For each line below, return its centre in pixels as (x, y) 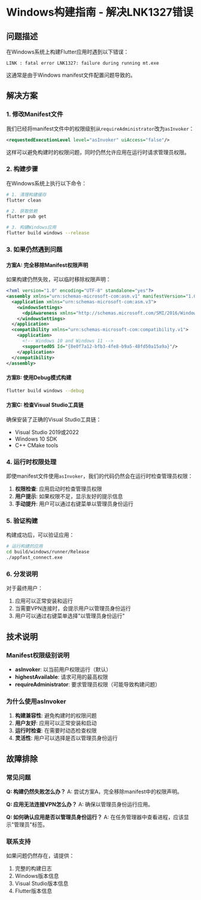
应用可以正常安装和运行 (44, 601)
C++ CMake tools (36, 445)
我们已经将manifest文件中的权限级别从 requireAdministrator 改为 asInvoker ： (100, 128)
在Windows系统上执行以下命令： (47, 183)
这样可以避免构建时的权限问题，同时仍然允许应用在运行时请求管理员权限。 (98, 152)
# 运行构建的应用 (25, 546)
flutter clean (24, 200)
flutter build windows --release (48, 233)
